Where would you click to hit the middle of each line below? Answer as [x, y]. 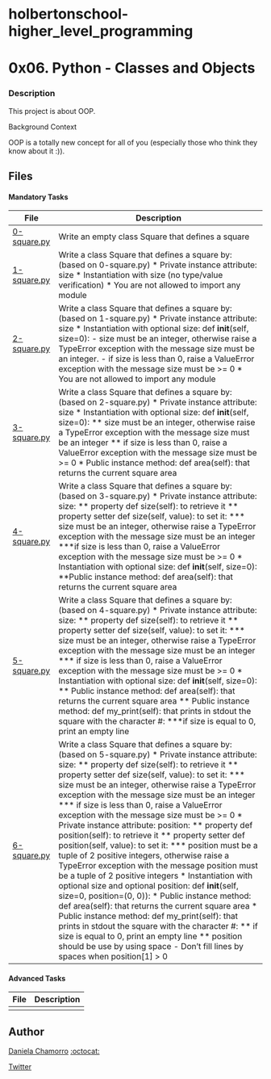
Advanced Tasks [37, 978]
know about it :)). [37, 151]
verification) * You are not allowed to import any [150, 285]
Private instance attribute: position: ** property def [156, 825]
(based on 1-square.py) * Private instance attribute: [158, 318]
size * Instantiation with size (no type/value [141, 275]
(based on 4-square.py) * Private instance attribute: [158, 611]
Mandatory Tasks [38, 197]
